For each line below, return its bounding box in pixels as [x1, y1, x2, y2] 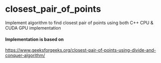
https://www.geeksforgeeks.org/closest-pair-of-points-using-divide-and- [5, 47, 157, 53]
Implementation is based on [5, 36, 64, 42]
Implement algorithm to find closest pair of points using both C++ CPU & [5, 20, 154, 26]
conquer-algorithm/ [5, 53, 46, 59]
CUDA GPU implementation [5, 25, 61, 31]
